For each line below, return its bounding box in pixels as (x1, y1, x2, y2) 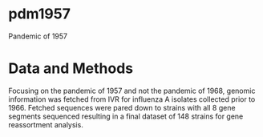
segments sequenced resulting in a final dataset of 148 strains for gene (8, 111, 244, 121)
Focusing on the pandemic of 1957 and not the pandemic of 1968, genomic (8, 86, 256, 95)
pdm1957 (8, 5, 71, 23)
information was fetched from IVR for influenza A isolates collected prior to (8, 94, 256, 104)
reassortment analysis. (8, 119, 84, 129)
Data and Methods (8, 59, 134, 78)
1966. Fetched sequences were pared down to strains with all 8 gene (8, 103, 236, 112)
